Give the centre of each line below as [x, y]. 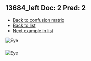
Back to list [24, 25]
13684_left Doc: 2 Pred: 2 [46, 8]
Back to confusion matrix [38, 20]
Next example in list [33, 31]
